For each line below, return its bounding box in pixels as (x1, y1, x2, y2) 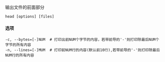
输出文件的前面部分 (5, 4, 45, 10)
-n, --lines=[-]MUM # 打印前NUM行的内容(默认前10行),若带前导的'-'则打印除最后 (5, 48, 160, 53)
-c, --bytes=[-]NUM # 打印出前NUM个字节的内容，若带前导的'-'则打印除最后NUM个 (5, 37, 160, 42)
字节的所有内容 (5, 42, 31, 48)
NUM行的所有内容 (5, 53, 34, 58)
